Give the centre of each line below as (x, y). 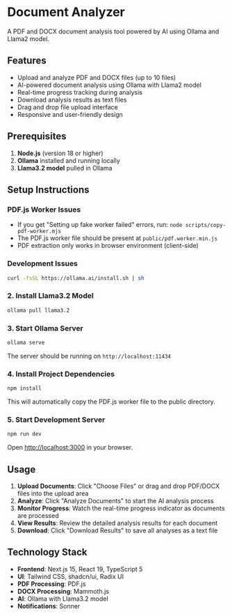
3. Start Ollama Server (45, 328)
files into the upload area (53, 493)
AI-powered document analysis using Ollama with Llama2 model (109, 85)
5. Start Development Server (56, 420)
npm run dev (24, 434)
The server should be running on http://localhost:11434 (89, 356)
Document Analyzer (66, 12)
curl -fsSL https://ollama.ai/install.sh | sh (76, 278)
